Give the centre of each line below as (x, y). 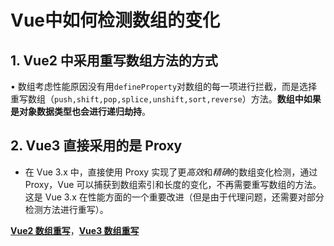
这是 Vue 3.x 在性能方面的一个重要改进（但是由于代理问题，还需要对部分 (174, 197)
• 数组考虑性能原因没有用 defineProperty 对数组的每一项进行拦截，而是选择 (164, 86)
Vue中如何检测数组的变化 (115, 20)
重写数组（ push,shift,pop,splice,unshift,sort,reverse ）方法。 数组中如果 (166, 99)
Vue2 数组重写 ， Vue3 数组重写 (75, 230)
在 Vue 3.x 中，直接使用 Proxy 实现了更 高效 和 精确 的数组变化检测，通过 (171, 172)
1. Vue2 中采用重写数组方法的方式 (114, 60)
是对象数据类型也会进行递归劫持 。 (80, 111)
